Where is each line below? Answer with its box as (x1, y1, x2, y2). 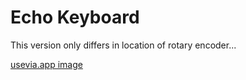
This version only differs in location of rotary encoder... (10, 39, 237, 51)
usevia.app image (10, 58, 83, 70)
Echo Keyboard (10, 6, 140, 29)
